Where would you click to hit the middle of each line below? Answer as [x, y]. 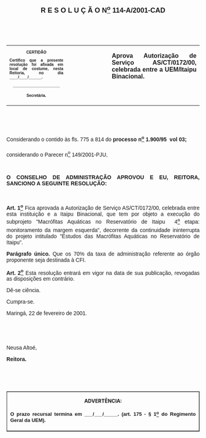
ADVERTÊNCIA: [103, 401]
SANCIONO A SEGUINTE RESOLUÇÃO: [57, 183]
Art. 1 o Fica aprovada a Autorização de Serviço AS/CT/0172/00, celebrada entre [103, 207]
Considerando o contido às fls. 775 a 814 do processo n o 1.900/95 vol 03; [97, 139]
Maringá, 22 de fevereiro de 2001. [47, 313]
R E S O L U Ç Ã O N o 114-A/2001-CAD [103, 9]
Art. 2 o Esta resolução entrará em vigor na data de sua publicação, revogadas [103, 272]
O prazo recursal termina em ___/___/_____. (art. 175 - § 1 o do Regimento [103, 414]
